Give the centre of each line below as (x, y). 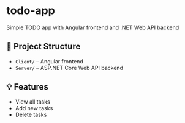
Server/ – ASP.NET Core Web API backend (69, 68)
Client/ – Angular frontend (49, 61)
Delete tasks (31, 114)
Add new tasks (34, 108)
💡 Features (28, 87)
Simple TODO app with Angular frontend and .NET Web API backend (93, 27)
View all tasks (32, 102)
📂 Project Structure (43, 47)
